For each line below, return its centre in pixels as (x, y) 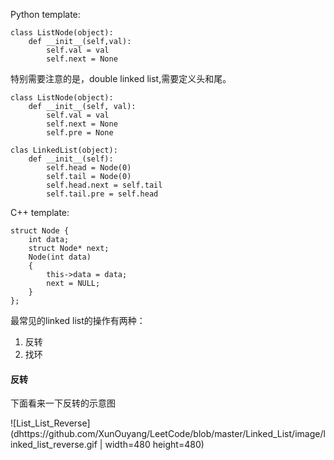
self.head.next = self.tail (104, 185)
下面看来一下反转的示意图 (63, 403)
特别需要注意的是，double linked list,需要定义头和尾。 (121, 78)
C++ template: (40, 212)
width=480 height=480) (154, 445)
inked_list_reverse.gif (54, 445)
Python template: (45, 14)
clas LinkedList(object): (64, 150)
